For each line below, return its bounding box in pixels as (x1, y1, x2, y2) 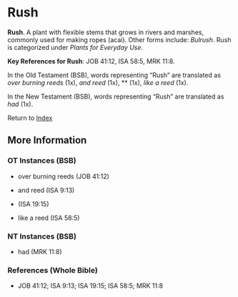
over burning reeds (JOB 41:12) (17, 172, 109, 181)
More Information (7, 134, 87, 146)
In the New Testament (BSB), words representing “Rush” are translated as (7, 92, 224, 101)
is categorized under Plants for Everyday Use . (7, 43, 144, 51)
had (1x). (7, 99, 34, 108)
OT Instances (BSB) (7, 156, 76, 166)
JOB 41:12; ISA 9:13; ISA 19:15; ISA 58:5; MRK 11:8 (17, 281, 163, 290)
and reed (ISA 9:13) (17, 186, 75, 194)
